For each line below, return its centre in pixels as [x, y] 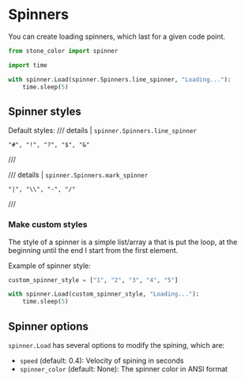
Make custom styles [48, 224]
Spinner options [49, 326]
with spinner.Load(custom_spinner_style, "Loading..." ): [104, 294]
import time [28, 65]
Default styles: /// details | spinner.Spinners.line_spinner [103, 130]
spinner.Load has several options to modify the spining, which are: [117, 345]
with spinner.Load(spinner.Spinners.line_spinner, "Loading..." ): [120, 79]
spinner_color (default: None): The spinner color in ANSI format [123, 368]
